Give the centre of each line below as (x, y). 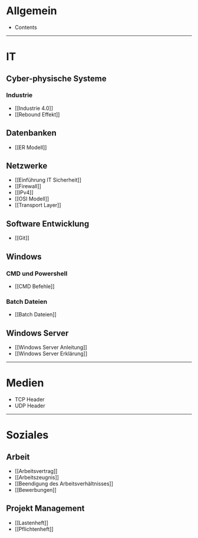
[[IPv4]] (24, 193)
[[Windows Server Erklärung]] (51, 354)
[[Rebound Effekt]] (37, 114)
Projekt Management (45, 509)
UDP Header (30, 406)
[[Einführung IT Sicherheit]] (48, 180)
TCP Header (30, 399)
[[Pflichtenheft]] (34, 529)
